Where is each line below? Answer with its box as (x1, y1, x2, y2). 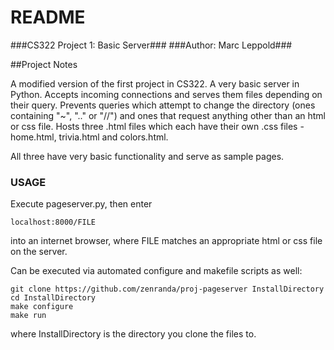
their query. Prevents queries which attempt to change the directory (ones (10, 99, 316, 111)
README (10, 6, 86, 29)
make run (10, 311, 47, 321)
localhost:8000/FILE (10, 217, 97, 228)
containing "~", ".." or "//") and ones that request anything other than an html (10, 109, 327, 121)
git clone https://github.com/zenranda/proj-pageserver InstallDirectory (10, 284, 325, 295)
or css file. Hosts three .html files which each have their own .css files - (10, 120, 305, 132)
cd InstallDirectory (10, 293, 97, 303)
